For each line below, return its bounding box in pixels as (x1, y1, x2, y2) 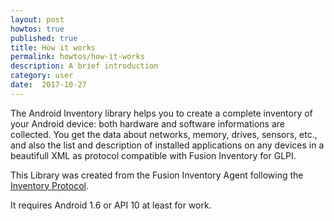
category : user (10, 71, 74, 81)
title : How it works (10, 42, 97, 53)
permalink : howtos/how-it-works (10, 52, 145, 62)
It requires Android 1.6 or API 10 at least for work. (10, 199, 212, 211)
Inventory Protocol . (10, 179, 90, 191)
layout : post (10, 14, 65, 25)
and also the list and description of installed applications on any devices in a (10, 139, 325, 151)
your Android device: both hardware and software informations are (10, 117, 285, 130)
